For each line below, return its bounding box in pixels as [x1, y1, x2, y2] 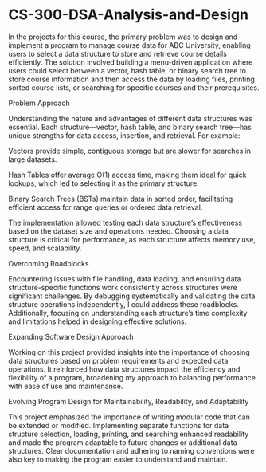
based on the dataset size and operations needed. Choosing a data [8, 226, 229, 236]
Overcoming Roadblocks [8, 258, 89, 268]
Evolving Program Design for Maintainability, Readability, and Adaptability [8, 396, 249, 406]
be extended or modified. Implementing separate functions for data [8, 420, 229, 430]
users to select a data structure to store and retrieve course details [8, 49, 227, 58]
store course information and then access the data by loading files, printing [8, 74, 255, 84]
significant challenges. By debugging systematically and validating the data [8, 291, 256, 301]
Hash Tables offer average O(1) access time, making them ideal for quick [8, 170, 247, 179]
